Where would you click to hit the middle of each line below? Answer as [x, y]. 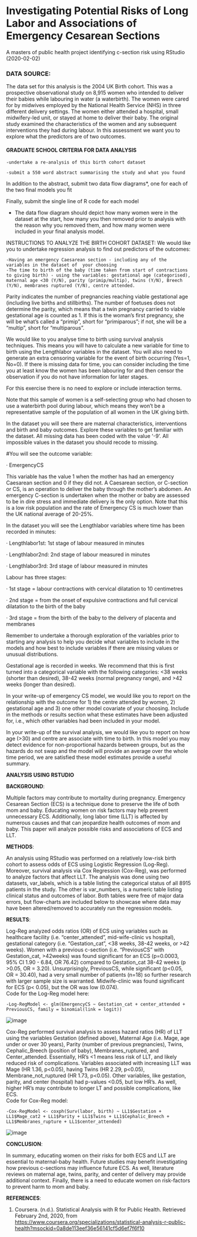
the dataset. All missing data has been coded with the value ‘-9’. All [87, 436]
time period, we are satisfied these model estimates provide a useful [89, 757]
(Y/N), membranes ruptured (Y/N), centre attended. [71, 286]
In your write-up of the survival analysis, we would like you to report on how [98, 732]
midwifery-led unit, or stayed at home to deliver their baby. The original [92, 118]
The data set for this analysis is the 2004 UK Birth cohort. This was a [89, 87]
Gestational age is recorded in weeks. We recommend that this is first [90, 666]
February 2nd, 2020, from [46, 1216]
